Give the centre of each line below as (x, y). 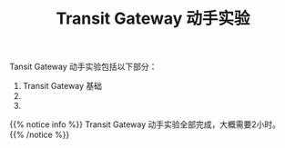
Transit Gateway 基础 (62, 86)
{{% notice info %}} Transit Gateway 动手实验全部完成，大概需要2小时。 (145, 124)
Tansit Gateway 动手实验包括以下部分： (83, 67)
